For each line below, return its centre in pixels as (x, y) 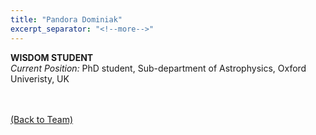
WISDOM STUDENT (52, 57)
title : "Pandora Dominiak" (66, 19)
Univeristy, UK (40, 78)
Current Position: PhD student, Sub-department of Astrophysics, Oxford (158, 68)
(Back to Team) (41, 119)
